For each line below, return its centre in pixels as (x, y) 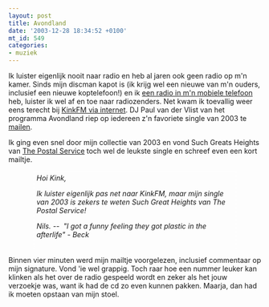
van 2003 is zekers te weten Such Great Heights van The (131, 202)
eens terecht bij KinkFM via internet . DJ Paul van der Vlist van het (116, 110)
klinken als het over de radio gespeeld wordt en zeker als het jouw (118, 277)
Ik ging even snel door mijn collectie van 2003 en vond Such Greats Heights (134, 142)
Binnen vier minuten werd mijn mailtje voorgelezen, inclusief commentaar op (135, 260)
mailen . (20, 127)
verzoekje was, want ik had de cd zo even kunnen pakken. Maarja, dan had (132, 286)
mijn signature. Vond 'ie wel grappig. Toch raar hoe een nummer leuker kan (132, 269)
